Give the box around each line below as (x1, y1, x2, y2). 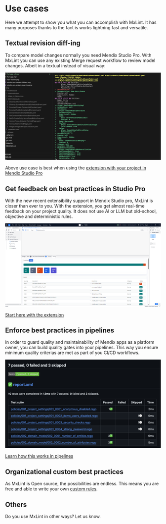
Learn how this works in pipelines (5, 453, 74, 459)
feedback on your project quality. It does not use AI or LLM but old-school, (5, 209, 157, 214)
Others (5, 500, 27, 509)
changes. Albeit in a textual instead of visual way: (5, 62, 106, 68)
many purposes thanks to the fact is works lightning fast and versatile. (5, 24, 148, 30)
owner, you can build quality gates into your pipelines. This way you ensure (5, 345, 159, 351)
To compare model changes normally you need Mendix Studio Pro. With (5, 52, 152, 58)
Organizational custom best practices (5, 468, 124, 476)
